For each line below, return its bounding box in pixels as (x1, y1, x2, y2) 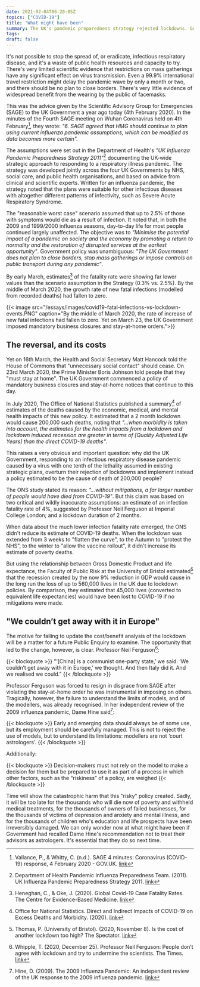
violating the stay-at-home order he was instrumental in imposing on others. (6, 688, 193, 695)
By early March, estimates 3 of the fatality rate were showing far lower (6, 272, 177, 280)
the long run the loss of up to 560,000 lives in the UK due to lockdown (6, 580, 178, 587)
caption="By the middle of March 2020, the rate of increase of (39, 310, 192, 317)
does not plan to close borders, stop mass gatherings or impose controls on (6, 254, 193, 261)
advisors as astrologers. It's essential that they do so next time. (6, 837, 161, 844)
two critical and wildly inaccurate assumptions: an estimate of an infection (6, 499, 188, 506)
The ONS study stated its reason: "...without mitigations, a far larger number (6, 487, 193, 494)
